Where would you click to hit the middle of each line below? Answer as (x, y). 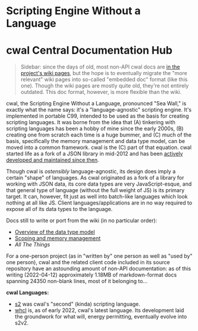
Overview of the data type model (55, 232)
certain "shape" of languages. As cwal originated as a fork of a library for (95, 178)
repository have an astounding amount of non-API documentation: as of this (98, 269)
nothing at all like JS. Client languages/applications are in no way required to (99, 203)
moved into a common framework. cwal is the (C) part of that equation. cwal (99, 147)
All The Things (32, 245)
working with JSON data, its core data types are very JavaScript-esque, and (99, 184)
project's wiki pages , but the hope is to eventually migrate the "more (104, 73)
